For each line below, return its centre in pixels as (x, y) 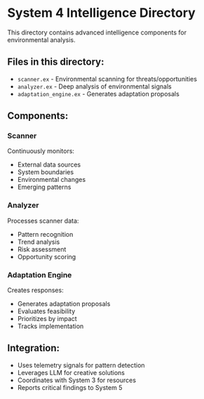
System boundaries (46, 172)
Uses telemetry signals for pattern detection (81, 365)
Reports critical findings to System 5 (70, 387)
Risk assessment (42, 249)
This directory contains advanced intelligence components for (97, 32)
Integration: (34, 348)
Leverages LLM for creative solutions (71, 372)
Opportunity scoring (47, 256)
